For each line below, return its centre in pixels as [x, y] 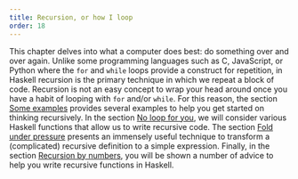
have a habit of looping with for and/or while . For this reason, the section [143, 98]
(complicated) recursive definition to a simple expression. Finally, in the [140, 146]
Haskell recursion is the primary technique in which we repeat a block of [142, 79]
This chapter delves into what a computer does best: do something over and [149, 51]
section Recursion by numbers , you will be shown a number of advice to [141, 155]
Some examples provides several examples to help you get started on [137, 108]
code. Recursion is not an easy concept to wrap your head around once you [148, 89]
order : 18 [28, 26]
